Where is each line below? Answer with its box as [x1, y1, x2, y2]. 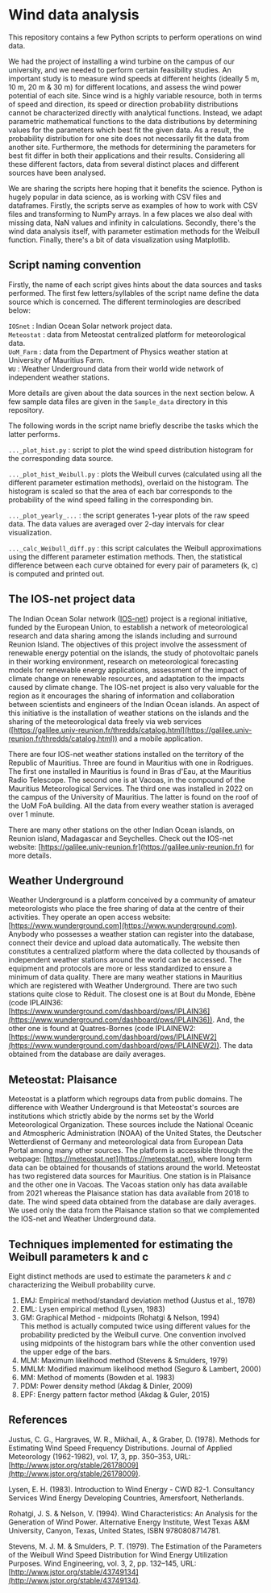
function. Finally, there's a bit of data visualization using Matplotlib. [8, 235, 231, 244]
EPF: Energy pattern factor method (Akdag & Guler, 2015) [19, 1390, 211, 1400]
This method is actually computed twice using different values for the [19, 1321, 251, 1331]
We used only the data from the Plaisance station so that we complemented [8, 1205, 260, 1215]
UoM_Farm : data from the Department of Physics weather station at [8, 347, 228, 356]
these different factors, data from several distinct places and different [8, 159, 240, 168]
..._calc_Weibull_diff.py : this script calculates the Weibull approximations [8, 543, 262, 553]
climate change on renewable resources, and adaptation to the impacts [8, 673, 245, 683]
